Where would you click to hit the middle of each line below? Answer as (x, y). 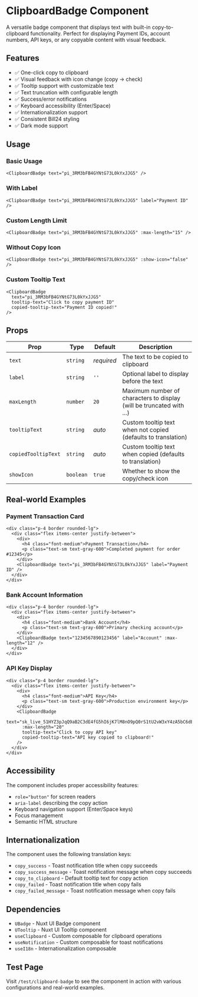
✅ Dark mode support (41, 126)
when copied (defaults (153, 454)
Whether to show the (151, 471)
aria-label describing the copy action (61, 802)
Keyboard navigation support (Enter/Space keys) (74, 809)
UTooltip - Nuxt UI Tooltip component (61, 930)
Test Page (25, 967)
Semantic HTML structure (46, 821)
